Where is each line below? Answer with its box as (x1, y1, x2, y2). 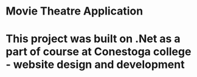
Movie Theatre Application (5, 4, 143, 18)
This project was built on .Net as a (5, 32, 181, 46)
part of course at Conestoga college (5, 45, 192, 59)
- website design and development (5, 58, 185, 72)
